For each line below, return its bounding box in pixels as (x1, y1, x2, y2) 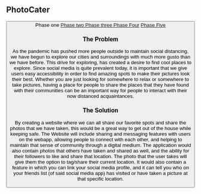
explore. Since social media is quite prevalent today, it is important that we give (14, 65, 187, 71)
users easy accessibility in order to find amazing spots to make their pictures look (11, 71, 190, 77)
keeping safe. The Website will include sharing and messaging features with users (10, 131, 191, 137)
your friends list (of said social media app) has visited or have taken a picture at (13, 170, 188, 176)
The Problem (83, 35, 118, 43)
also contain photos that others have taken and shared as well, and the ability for (11, 147, 190, 154)
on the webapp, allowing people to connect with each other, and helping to (19, 136, 182, 143)
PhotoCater (6, 5, 50, 15)
